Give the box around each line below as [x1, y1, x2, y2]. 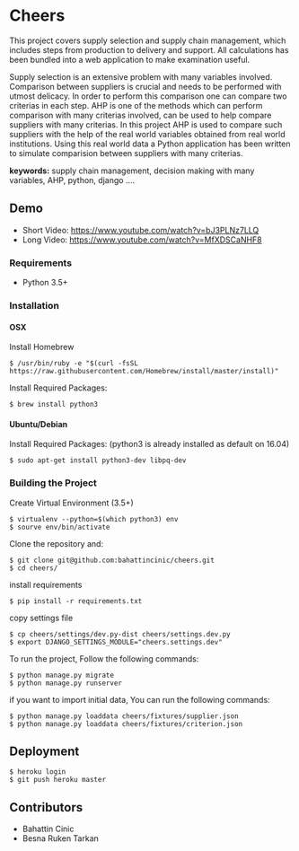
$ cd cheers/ [9, 563, 58, 573]
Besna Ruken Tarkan [22, 833, 99, 844]
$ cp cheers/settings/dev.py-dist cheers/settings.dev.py [9, 629, 231, 638]
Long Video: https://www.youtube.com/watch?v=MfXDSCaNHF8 [22, 234, 262, 245]
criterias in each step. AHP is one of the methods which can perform [9, 100, 263, 110]
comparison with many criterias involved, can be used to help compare [9, 110, 272, 120]
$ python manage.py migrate [9, 671, 115, 680]
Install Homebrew [9, 342, 75, 353]
